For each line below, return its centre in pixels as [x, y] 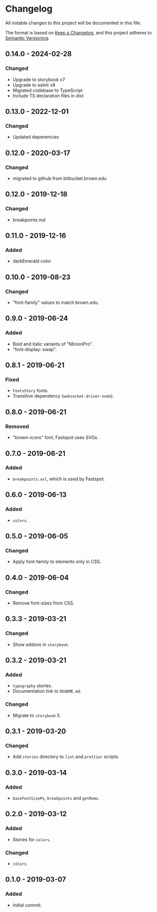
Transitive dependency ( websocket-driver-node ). [63, 396]
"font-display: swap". [34, 349]
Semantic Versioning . [27, 38]
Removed [17, 426]
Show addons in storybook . [41, 644]
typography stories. [32, 686]
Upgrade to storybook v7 [39, 80]
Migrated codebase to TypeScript [48, 90]
